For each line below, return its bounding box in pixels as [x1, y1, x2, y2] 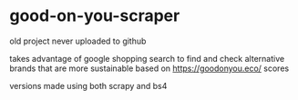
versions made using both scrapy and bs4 [9, 80, 168, 91]
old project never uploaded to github [9, 35, 147, 46]
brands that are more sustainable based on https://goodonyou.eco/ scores [9, 63, 290, 74]
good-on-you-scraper [9, 5, 180, 26]
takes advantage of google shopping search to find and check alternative [9, 53, 285, 64]
